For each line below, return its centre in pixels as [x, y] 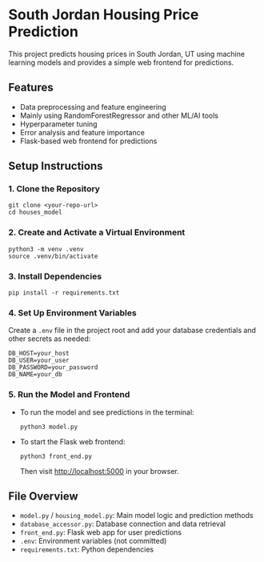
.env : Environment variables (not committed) [93, 541]
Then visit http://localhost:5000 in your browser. [100, 471]
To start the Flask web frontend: [72, 441]
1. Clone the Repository [54, 189]
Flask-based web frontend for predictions [88, 141]
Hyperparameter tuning [58, 124]
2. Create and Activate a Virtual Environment [97, 232]
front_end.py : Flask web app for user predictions [101, 532]
